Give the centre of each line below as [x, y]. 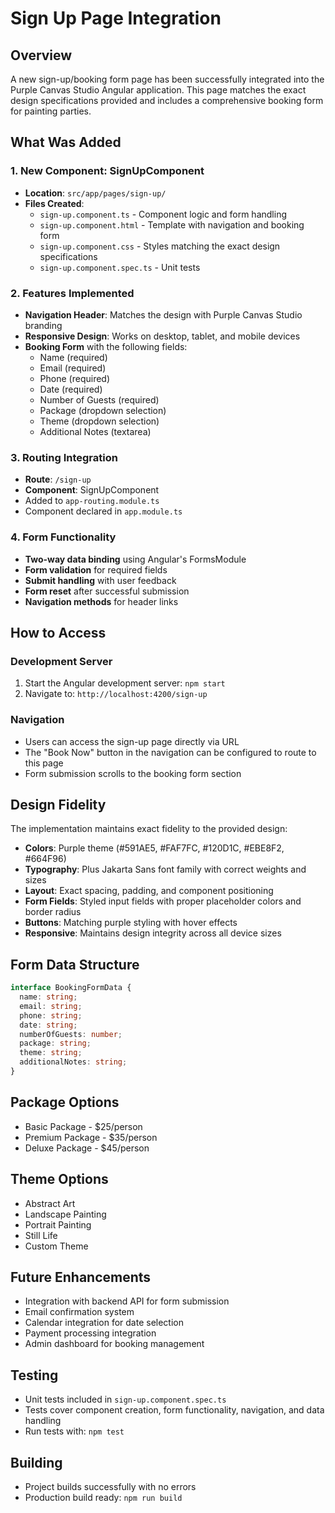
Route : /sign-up [58, 479]
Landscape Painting [65, 1214]
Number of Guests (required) [99, 399]
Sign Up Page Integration [116, 18]
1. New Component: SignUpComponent [107, 171]
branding [43, 325]
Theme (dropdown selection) [99, 421]
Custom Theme [56, 1246]
